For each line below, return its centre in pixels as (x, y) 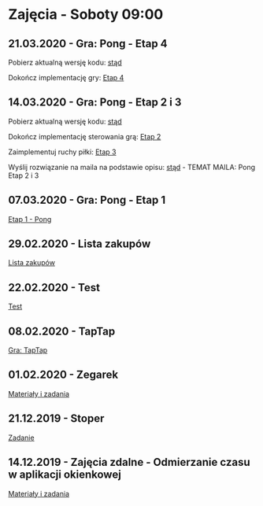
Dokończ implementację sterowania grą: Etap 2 (85, 136)
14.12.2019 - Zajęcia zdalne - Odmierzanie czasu (129, 462)
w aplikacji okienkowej (65, 475)
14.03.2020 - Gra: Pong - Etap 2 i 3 (95, 103)
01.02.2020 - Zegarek (63, 375)
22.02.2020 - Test (54, 288)
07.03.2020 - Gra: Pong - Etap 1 (87, 200)
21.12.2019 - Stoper (56, 419)
